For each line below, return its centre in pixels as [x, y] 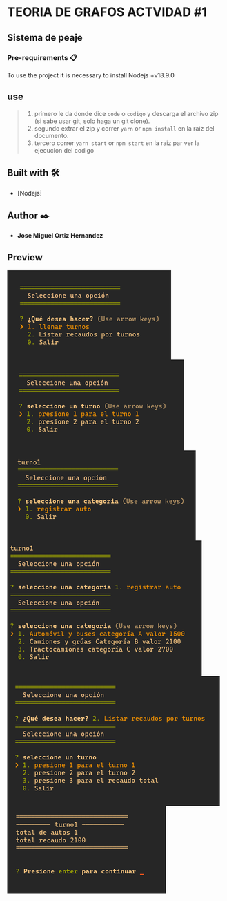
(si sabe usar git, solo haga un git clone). [92, 121]
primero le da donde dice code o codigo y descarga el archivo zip [126, 113]
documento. [51, 135]
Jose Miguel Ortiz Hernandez [60, 236]
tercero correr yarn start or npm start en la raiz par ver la [117, 143]
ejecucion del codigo [64, 150]
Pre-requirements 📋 [42, 57]
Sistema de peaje [45, 38]
